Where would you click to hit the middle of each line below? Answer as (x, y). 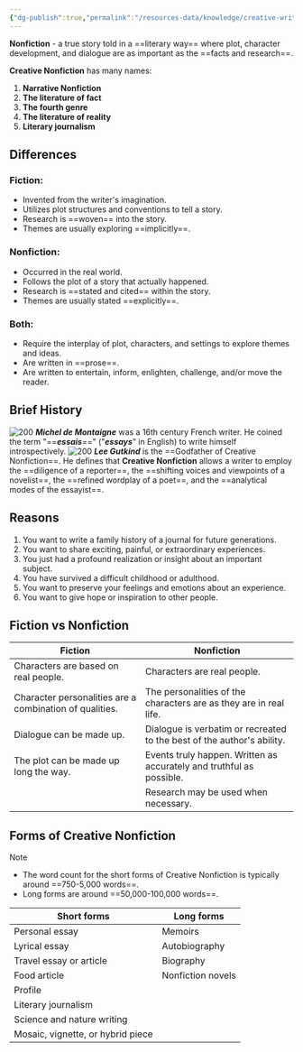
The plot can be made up (67, 761)
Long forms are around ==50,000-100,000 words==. (120, 894)
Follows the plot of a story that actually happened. (115, 281)
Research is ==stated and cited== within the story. (116, 291)
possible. (164, 778)
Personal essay (46, 932)
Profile (28, 991)
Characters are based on (66, 666)
